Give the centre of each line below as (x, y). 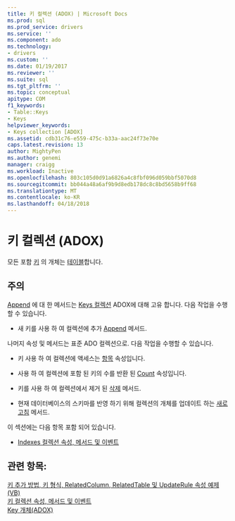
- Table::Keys (28, 112)
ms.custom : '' (28, 60)
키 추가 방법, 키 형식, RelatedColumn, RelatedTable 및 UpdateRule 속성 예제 (113, 484)
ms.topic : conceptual (39, 92)
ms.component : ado (34, 40)
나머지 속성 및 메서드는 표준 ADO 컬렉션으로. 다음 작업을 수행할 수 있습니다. (110, 343)
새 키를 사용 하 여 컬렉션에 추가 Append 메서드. (82, 328)
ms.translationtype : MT (42, 191)
